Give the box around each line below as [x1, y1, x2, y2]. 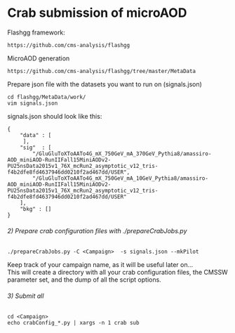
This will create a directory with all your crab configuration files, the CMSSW [7, 268, 228, 277]
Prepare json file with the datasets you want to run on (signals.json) [7, 79, 202, 89]
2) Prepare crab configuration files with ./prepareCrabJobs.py [7, 226, 187, 235]
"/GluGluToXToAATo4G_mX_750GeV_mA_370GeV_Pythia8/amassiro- [32, 150, 212, 157]
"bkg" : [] [20, 205, 52, 212]
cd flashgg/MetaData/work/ [7, 93, 86, 100]
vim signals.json [7, 100, 58, 107]
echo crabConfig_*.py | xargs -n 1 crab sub [7, 320, 140, 327]
